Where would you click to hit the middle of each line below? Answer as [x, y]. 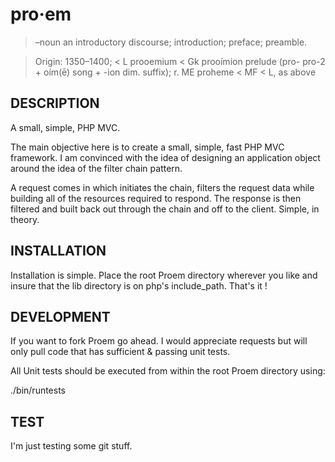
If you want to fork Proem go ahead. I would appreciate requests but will [159, 341]
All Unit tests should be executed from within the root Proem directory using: [168, 371]
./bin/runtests [38, 390]
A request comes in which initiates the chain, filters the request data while [162, 187]
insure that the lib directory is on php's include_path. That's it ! [139, 285]
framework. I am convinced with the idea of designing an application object [165, 157]
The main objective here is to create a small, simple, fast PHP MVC [147, 147]
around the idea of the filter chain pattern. [96, 168]
